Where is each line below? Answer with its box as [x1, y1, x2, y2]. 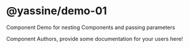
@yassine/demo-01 [6, 4, 107, 18]
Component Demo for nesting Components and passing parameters [6, 24, 175, 31]
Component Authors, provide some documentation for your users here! [6, 35, 183, 42]
